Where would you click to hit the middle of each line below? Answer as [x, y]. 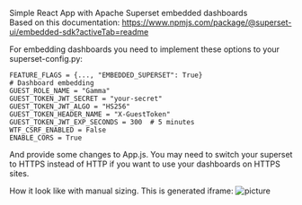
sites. [19, 173]
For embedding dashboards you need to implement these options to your [145, 49]
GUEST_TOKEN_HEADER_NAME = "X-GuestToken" [90, 115]
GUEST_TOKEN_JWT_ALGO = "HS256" [70, 107]
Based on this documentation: [65, 22]
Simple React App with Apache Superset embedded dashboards [129, 13]
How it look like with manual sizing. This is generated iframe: [121, 191]
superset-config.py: [46, 59]
